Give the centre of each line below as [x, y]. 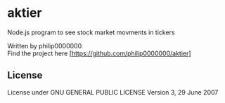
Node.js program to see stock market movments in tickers [91, 32]
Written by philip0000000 [45, 46]
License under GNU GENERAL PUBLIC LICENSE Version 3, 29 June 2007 [113, 92]
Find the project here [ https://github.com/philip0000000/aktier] [99, 53]
